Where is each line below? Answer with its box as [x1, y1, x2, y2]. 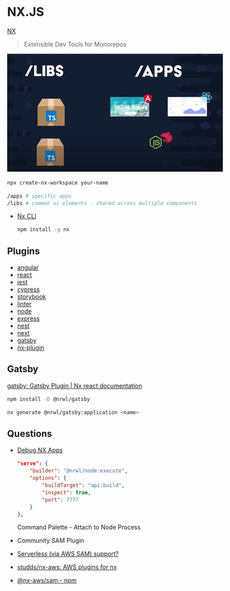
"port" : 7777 [42, 496, 79, 503]
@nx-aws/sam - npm [16, 577, 77, 585]
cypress [16, 285, 40, 293]
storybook [16, 293, 47, 301]
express [16, 315, 40, 323]
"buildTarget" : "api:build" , [42, 482, 125, 489]
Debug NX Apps [16, 446, 63, 455]
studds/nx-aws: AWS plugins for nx [16, 563, 118, 571]
